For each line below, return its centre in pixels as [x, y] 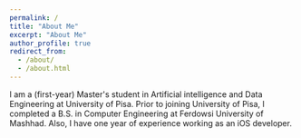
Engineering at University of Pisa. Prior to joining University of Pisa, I [137, 103]
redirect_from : [38, 52]
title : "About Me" [44, 26]
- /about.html [44, 69]
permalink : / [34, 18]
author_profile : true [50, 43]
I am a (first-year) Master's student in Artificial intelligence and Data [136, 94]
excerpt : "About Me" [49, 34]
